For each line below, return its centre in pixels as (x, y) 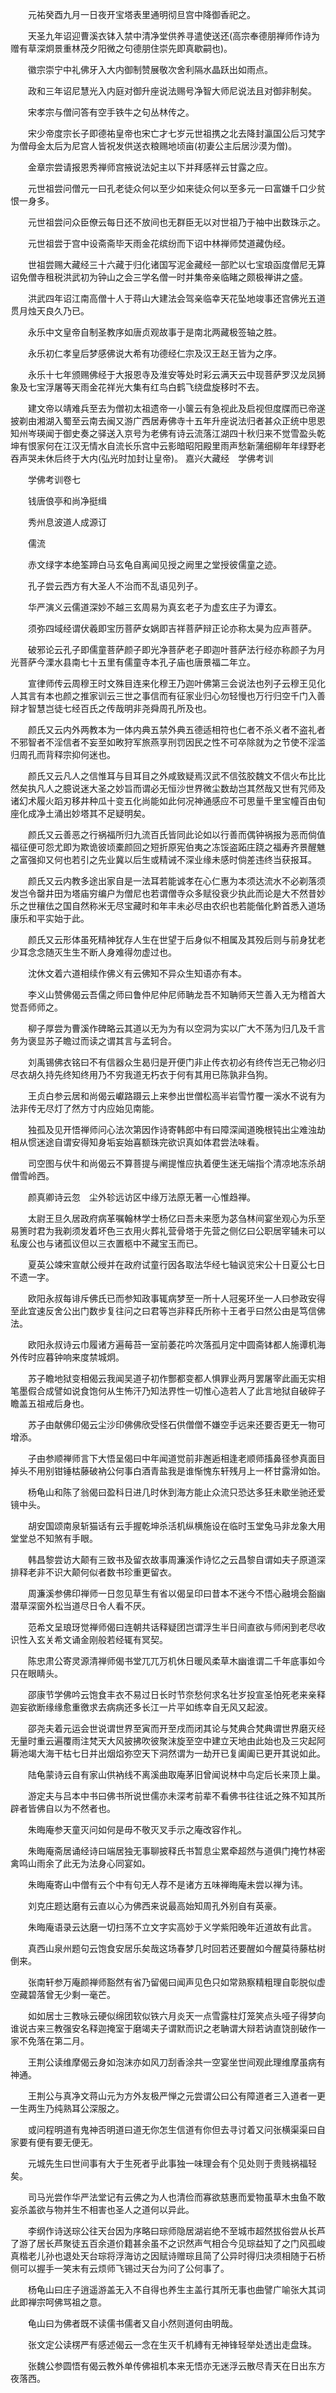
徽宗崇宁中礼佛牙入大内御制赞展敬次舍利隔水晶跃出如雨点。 (150, 69)
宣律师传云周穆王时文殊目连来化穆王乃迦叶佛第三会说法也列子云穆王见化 (176, 683)
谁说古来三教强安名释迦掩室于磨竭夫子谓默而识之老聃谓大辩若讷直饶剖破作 (163, 2028)
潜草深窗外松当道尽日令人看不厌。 (80, 1606)
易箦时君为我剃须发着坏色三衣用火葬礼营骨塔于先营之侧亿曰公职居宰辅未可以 (168, 1231)
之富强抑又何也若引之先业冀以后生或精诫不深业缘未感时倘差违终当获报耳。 (163, 859)
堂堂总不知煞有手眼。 (54, 1538)
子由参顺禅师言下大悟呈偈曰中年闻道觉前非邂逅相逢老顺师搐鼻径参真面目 (176, 1458)
